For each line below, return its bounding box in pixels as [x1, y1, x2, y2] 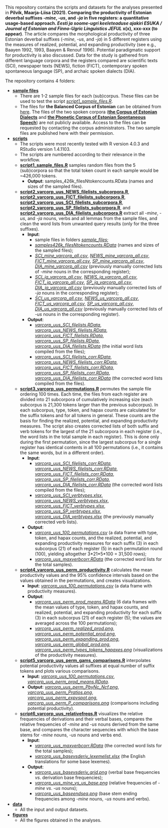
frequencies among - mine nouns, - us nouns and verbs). [34, 796, 150, 801]
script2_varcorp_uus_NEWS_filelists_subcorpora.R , [19, 189, 129, 194]
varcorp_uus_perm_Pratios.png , [27, 689, 93, 695]
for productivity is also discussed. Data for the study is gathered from [5, 52, 148, 58]
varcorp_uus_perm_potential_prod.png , [34, 631, 116, 637]
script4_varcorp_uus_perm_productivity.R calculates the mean [19, 567, 152, 573]
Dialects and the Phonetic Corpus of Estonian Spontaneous [19, 114, 146, 120]
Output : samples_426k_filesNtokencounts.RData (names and [27, 178, 153, 184]
